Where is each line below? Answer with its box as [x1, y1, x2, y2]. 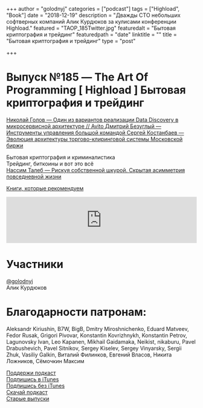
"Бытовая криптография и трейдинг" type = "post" [6, 38, 136, 44]
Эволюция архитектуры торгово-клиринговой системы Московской [6, 135, 183, 142]
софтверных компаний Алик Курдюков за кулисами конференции [6, 18, 176, 25]
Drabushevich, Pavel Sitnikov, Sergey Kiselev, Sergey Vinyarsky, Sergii [6, 344, 182, 352]
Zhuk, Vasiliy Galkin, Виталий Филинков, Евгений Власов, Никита [6, 351, 172, 358]
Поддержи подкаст [6, 369, 56, 376]
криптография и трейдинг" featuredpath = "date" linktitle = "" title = [6, 31, 177, 38]
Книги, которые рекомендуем [6, 184, 84, 192]
